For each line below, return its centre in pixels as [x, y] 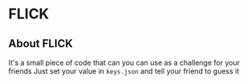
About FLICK [41, 44]
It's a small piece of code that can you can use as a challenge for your [124, 62]
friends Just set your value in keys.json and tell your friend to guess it [124, 71]
